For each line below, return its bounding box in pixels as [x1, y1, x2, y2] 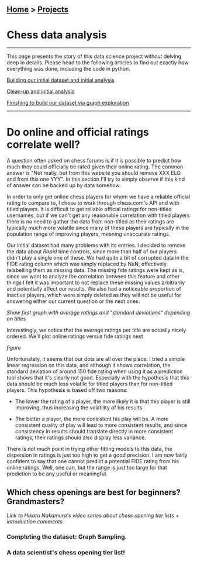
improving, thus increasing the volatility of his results [15, 404, 143, 411]
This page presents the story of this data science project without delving [6, 53, 182, 60]
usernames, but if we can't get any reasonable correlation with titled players [6, 212, 190, 219]
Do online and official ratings [6, 125, 150, 139]
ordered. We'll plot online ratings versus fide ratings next [6, 333, 144, 340]
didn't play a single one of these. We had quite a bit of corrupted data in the [6, 254, 189, 261]
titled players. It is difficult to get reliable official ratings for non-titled [6, 206, 172, 213]
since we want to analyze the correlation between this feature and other [6, 273, 180, 280]
